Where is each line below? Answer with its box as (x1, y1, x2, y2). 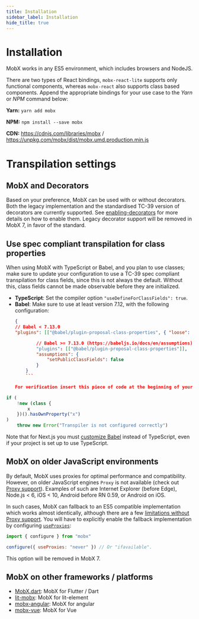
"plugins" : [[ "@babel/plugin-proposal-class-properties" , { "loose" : (14, 329, 191, 336)
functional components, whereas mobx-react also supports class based (6, 83, 179, 90)
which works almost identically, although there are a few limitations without (6, 509, 190, 516)
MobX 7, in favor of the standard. (6, 222, 86, 229)
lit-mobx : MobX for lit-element (14, 594, 89, 601)
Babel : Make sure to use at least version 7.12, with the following (14, 301, 169, 308)
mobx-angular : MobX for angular (14, 601, 95, 608)
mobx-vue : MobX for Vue (14, 607, 77, 614)
